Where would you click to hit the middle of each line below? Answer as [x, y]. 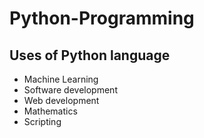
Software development [70, 90]
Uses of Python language [90, 55]
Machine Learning [61, 79]
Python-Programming [102, 18]
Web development [61, 100]
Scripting [42, 121]
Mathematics [50, 111]
